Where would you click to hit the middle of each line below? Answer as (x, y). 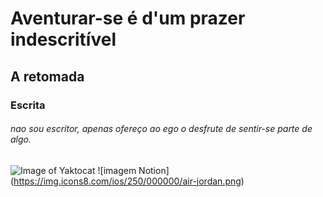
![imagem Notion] (133, 170)
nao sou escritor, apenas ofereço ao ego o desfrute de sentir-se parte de (161, 129)
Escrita (28, 105)
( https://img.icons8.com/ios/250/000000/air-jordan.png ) (127, 181)
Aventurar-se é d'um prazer (128, 18)
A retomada (47, 76)
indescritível (63, 39)
